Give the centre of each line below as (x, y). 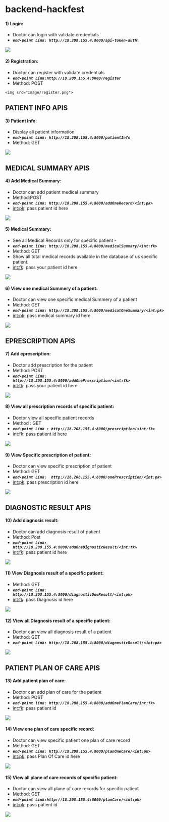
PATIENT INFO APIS (37, 108)
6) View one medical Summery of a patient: (51, 288)
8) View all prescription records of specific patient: (60, 406)
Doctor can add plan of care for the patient (57, 692)
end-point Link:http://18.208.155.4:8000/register (67, 78)
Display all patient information (43, 132)
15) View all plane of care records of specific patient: (62, 777)
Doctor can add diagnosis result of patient (56, 532)
